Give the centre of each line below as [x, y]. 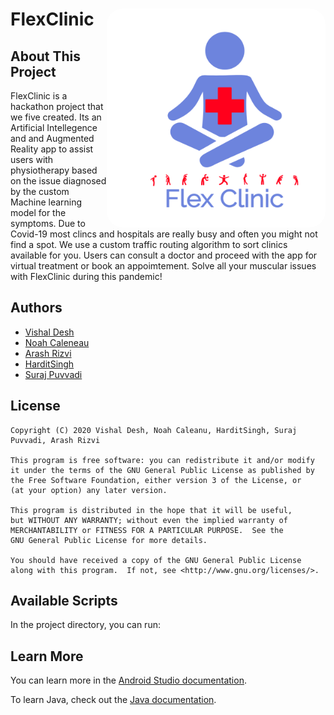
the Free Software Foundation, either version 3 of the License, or [156, 480]
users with [32, 159]
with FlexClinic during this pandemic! [86, 276]
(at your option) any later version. [89, 490]
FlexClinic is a [39, 96]
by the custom [40, 191]
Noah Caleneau [57, 342]
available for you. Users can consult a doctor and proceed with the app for [164, 255]
